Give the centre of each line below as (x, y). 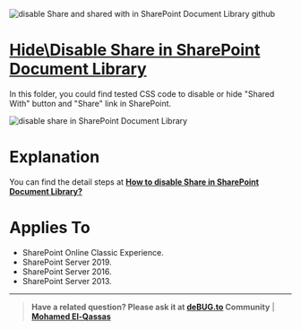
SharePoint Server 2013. (67, 281)
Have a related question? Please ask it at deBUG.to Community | (153, 307)
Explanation (55, 157)
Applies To (50, 228)
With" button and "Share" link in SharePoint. (90, 103)
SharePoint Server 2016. (67, 271)
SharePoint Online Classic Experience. (93, 252)
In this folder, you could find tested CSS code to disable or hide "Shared (142, 93)
